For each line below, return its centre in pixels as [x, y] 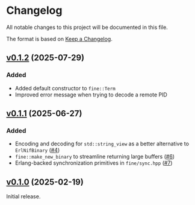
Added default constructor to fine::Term [65, 88]
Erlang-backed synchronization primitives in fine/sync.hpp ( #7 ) [94, 163]
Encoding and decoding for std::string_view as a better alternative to [102, 144]
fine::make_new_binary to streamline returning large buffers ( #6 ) [95, 157]
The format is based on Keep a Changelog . [59, 39]
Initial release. [23, 197]
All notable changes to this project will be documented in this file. [87, 27]
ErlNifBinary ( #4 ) [37, 150]
